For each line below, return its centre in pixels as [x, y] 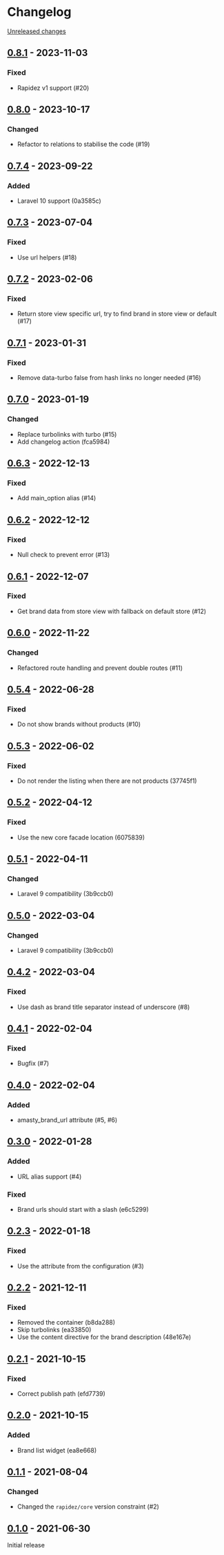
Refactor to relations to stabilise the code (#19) [83, 144]
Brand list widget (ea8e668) [57, 1450]
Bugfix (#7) [33, 1064]
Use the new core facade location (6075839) [81, 837]
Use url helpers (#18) [47, 257]
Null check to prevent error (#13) [63, 555]
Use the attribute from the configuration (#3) [81, 1266]
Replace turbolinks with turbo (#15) [67, 434]
